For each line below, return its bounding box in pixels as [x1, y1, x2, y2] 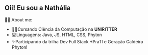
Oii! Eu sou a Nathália [4, 4, 71, 12]
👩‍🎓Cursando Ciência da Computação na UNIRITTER [11, 26, 118, 32]
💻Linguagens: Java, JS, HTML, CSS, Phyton [11, 32, 102, 37]
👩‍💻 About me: [4, 17, 33, 22]
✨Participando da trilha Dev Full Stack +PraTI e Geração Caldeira [11, 38, 143, 44]
